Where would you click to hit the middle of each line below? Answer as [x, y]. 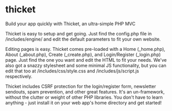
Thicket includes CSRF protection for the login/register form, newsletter [81, 86]
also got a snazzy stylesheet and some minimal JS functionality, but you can [86, 65]
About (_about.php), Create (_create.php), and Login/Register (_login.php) [83, 54]
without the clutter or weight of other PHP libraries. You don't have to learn [84, 97]
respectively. [19, 76]
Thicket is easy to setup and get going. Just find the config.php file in [79, 33]
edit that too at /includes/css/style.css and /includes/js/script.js [72, 71]
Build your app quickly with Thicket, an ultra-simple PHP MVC [70, 24]
